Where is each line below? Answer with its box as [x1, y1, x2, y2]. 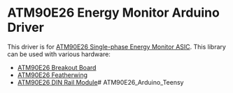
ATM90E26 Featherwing [17, 71, 88, 79]
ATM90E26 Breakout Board [17, 63, 97, 71]
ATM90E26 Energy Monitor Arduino [7, 5, 220, 21]
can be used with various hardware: [7, 50, 111, 58]
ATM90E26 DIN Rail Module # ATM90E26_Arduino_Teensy [17, 78, 184, 86]
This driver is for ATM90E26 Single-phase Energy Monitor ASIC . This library [7, 42, 226, 51]
